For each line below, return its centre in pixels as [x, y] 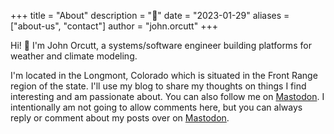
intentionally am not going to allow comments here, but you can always [156, 107]
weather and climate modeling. [74, 56]
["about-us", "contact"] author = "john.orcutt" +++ [114, 26]
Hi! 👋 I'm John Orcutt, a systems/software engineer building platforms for [161, 45]
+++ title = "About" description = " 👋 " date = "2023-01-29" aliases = [150, 15]
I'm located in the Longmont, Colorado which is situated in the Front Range [164, 75]
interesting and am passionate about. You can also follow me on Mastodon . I [167, 96]
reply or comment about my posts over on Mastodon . [120, 118]
